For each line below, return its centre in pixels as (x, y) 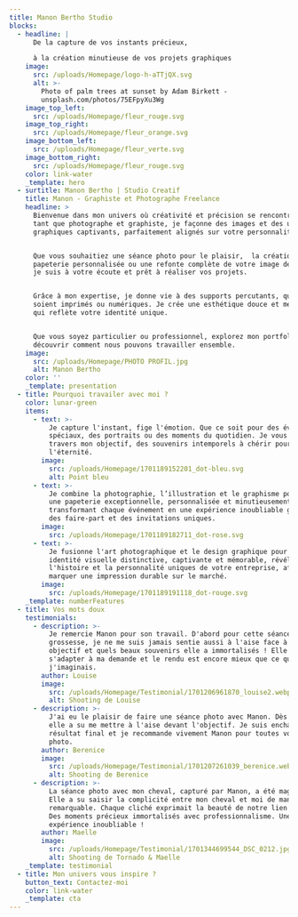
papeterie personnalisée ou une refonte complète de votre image (156, 264)
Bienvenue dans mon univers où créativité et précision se (144, 215)
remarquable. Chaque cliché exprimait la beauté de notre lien (168, 808)
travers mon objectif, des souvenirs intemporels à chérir (160, 444)
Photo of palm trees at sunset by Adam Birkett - (134, 91)
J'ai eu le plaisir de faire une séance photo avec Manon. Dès (168, 717)
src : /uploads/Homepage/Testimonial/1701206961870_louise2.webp (170, 692)
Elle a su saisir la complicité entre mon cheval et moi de (162, 800)
